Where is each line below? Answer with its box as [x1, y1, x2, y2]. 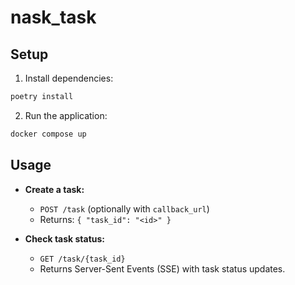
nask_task [10, 6, 97, 29]
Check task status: [24, 232, 106, 245]
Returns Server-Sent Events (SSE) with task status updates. [39, 262, 286, 275]
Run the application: [24, 109, 108, 121]
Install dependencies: [24, 72, 114, 84]
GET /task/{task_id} [39, 254, 126, 264]
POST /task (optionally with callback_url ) [39, 202, 210, 215]
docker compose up [10, 129, 87, 139]
